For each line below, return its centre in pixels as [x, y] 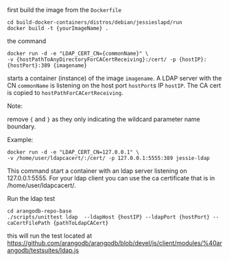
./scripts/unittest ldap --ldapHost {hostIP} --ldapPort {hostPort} [109, 217]
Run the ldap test [31, 198]
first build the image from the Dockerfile [64, 10]
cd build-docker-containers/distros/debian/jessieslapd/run [95, 23]
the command [27, 41]
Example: [20, 140]
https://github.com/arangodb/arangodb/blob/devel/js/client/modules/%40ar [115, 243]
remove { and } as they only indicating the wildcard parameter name [104, 119]
